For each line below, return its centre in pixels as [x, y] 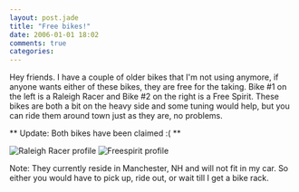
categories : [32, 52]
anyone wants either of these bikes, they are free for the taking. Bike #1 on [148, 87]
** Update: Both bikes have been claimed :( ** [95, 133]
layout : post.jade [44, 18]
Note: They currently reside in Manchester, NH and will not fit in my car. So [149, 168]
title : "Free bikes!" [50, 26]
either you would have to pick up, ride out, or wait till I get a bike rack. [139, 178]
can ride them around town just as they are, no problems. [116, 116]
